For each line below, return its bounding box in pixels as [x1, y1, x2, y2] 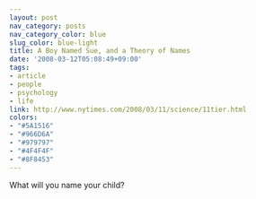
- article [9, 72, 47, 81]
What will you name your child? [9, 179, 125, 190]
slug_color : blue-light [9, 38, 99, 48]
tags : [9, 64, 30, 73]
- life [9, 96, 34, 106]
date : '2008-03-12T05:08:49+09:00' [9, 55, 143, 64]
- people [9, 80, 42, 89]
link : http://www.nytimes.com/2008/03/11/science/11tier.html [9, 105, 247, 114]
